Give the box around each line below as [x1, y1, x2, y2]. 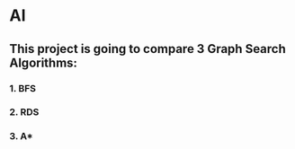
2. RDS [9, 106, 40, 118]
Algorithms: [9, 55, 78, 70]
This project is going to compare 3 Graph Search [9, 41, 286, 57]
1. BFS [9, 82, 37, 94]
